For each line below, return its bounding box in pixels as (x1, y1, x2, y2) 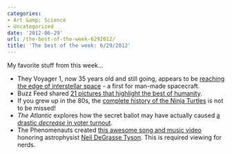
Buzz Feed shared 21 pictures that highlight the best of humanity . (17, 89, 202, 97)
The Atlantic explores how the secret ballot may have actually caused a (17, 111, 220, 119)
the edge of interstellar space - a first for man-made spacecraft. (17, 82, 200, 90)
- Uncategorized (7, 23, 54, 30)
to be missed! (17, 104, 57, 112)
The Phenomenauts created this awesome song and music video (17, 126, 202, 134)
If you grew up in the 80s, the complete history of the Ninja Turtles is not (17, 97, 224, 104)
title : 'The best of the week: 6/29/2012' (7, 42, 131, 49)
